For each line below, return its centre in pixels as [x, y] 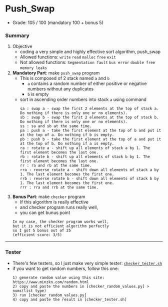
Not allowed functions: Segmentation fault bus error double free [87, 62]
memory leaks [33, 68]
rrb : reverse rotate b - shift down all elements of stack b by [89, 179]
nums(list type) [29, 290]
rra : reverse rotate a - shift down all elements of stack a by [89, 170]
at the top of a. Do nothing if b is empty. [67, 135]
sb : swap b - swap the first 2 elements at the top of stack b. [89, 117]
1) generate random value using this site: [58, 277]
